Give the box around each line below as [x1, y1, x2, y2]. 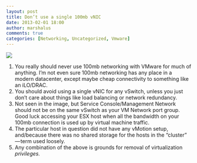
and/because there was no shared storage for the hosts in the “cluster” [14, 131, 187, 138]
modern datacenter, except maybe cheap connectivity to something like [14, 76, 189, 82]
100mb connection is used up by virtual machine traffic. [14, 119, 150, 126]
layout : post [6, 8, 38, 15]
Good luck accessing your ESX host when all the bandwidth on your [14, 113, 179, 120]
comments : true [6, 30, 44, 36]
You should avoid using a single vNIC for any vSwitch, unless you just [14, 88, 183, 94]
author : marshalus [6, 25, 51, 31]
